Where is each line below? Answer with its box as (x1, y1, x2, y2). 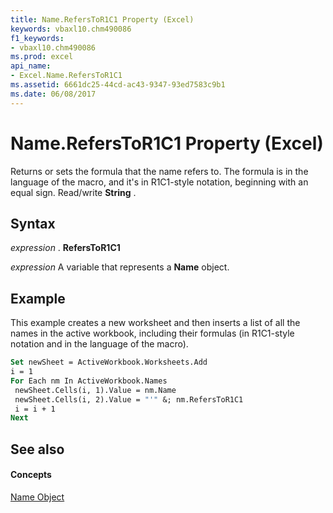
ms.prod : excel (10, 52, 74, 62)
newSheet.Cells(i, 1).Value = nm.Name (14, 385, 177, 395)
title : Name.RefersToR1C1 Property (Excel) (10, 14, 195, 25)
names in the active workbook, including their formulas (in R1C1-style (10, 327, 295, 340)
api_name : (10, 61, 52, 71)
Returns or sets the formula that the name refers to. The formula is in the (10, 165, 309, 177)
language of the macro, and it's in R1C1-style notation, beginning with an (10, 176, 309, 188)
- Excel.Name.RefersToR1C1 (10, 71, 123, 81)
